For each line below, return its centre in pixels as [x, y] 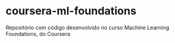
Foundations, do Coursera [38, 33]
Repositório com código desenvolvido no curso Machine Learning [87, 27]
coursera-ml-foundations [71, 11]
